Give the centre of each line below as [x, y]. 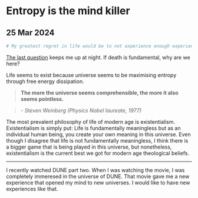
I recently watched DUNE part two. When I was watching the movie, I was [95, 170]
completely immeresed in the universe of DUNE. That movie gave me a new [98, 176]
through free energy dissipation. [45, 81]
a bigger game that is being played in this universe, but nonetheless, [89, 147]
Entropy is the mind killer [68, 11]
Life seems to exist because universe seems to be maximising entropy [91, 75]
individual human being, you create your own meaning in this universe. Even [98, 134]
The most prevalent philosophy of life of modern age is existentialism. [91, 121]
